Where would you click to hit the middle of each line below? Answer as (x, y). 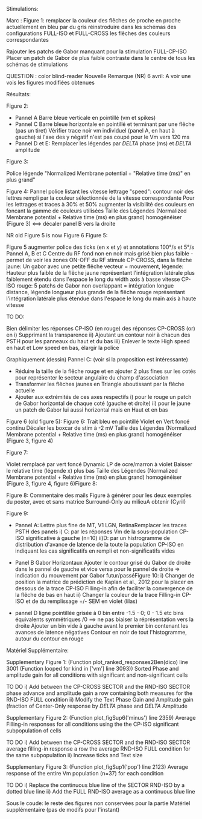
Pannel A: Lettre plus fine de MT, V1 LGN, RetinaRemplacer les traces (101, 525)
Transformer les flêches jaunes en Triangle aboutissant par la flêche (100, 384)
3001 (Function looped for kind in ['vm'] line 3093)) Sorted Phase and (93, 669)
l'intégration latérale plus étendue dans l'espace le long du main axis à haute (101, 298)
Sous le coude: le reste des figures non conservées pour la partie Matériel (98, 803)
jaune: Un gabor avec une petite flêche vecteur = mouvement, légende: (95, 266)
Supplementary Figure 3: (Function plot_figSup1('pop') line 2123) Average (97, 767)
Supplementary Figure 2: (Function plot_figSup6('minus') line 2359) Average (101, 718)
